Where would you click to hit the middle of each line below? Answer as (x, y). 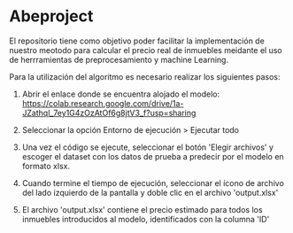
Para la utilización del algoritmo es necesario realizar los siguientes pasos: (145, 76)
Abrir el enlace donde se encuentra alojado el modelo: (121, 94)
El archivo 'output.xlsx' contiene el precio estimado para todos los (142, 209)
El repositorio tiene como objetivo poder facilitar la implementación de (137, 41)
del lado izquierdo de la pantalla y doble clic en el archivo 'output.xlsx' (150, 192)
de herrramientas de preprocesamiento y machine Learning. (119, 59)
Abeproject (51, 16)
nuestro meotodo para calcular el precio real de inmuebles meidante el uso (146, 50)
